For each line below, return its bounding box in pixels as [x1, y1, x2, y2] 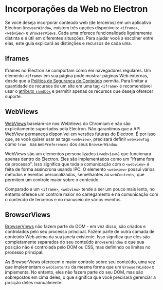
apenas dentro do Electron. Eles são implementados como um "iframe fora [5, 156, 155, 162]
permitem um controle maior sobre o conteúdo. [5, 177, 100, 183]
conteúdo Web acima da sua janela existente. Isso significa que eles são [5, 234, 150, 240]
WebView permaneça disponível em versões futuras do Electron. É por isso [5, 131, 156, 137]
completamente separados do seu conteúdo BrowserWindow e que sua [5, 239, 145, 245]
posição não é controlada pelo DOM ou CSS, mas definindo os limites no [5, 244, 151, 250]
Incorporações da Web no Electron [5, 3, 148, 15]
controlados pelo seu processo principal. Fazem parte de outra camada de [5, 228, 155, 235]
